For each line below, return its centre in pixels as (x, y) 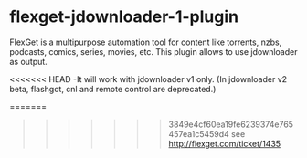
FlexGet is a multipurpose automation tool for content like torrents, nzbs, (146, 42)
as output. (28, 61)
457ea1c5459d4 (199, 133)
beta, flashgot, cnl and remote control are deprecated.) (113, 89)
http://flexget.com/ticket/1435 (225, 143)
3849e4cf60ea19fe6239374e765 (231, 124)
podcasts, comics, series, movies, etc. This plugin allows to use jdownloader (153, 51)
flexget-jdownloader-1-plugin (124, 17)
